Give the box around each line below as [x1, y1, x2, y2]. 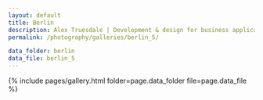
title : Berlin [8, 19, 55, 27]
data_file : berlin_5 [8, 55, 76, 62]
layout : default [8, 11, 61, 20]
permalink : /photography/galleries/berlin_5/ [8, 33, 159, 41]
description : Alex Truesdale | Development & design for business [8, 26, 229, 34]
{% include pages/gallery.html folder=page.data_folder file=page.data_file [8, 76, 247, 85]
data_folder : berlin [8, 48, 76, 55]
